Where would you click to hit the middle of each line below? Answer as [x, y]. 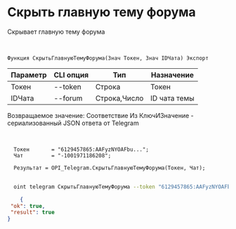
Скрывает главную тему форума [56, 32]
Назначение [172, 74]
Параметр [29, 74]
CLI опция [71, 74]
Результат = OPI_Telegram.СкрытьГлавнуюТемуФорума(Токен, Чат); [110, 168]
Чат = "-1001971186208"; [63, 155]
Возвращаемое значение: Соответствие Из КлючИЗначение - [101, 115]
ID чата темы [172, 98]
